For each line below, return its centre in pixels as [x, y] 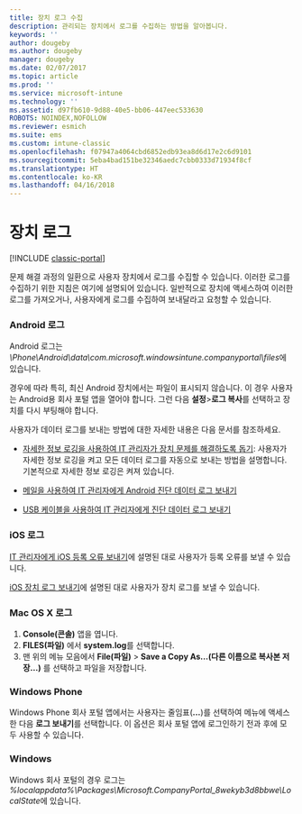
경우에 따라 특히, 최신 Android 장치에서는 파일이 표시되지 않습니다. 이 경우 [139, 388]
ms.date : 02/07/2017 [48, 69]
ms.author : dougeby [46, 51]
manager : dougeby [42, 59]
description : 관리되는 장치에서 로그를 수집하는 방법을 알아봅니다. [119, 26]
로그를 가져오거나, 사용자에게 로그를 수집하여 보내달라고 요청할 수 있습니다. [141, 299]
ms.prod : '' [32, 85]
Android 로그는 [36, 346]
